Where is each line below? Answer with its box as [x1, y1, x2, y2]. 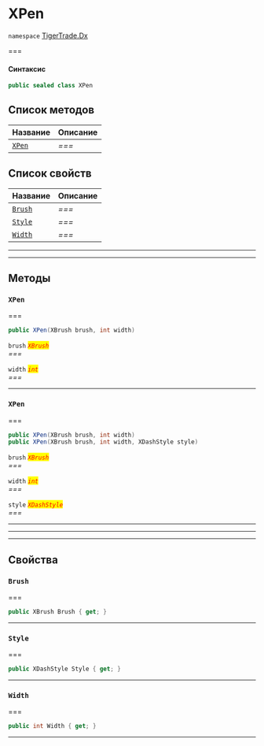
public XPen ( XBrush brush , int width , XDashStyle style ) [8, 438, 199, 446]
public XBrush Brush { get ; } [8, 607, 108, 615]
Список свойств [8, 167, 92, 180]
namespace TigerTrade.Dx [8, 31, 88, 40]
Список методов [8, 103, 95, 117]
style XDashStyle [8, 501, 64, 509]
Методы [8, 272, 51, 285]
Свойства [8, 553, 59, 566]
